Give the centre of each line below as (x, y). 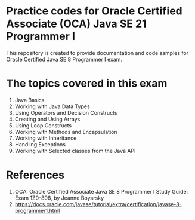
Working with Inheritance (46, 138)
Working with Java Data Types (52, 106)
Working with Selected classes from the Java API (75, 151)
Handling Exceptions (40, 144)
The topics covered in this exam (87, 83)
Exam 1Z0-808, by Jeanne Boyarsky (59, 198)
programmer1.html (37, 210)
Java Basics (30, 100)
